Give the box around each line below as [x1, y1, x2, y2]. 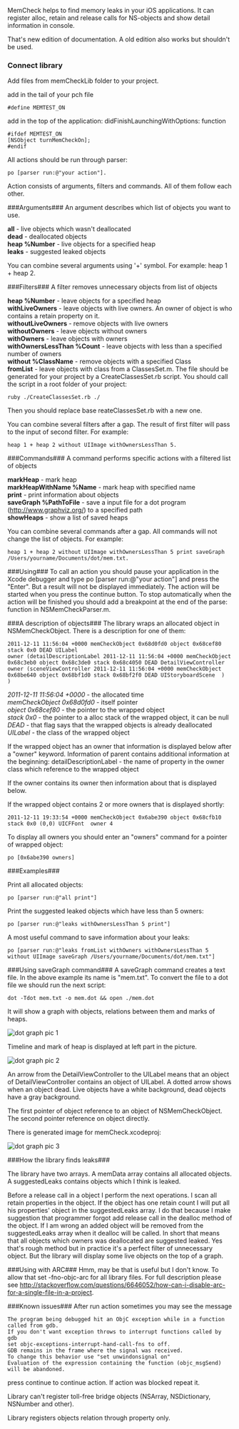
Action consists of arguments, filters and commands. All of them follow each [7, 182, 232, 191]
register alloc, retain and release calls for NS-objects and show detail [7, 14, 210, 22]
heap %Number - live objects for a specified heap [7, 240, 156, 248]
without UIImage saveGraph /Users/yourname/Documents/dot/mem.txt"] [7, 953, 215, 961]
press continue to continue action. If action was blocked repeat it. [7, 1378, 200, 1387]
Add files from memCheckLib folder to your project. [7, 76, 159, 85]
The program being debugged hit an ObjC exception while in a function [7, 1316, 225, 1323]
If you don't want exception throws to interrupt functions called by [7, 1328, 222, 1335]
